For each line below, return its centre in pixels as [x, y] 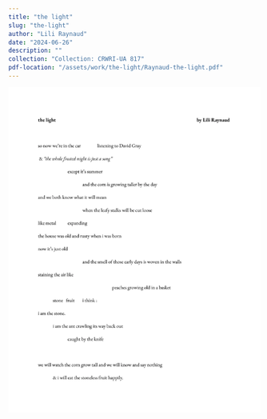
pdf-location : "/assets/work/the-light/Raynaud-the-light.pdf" [116, 68]
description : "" [35, 51]
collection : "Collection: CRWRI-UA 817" [77, 59]
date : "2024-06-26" [41, 42]
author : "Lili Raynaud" [48, 34]
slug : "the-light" [39, 25]
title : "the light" [41, 17]
